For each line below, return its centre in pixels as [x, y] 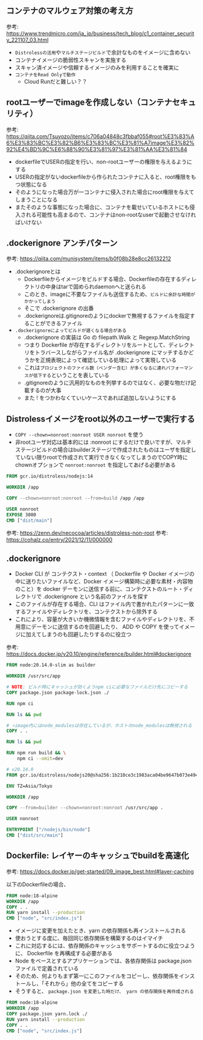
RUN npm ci [20, 703]
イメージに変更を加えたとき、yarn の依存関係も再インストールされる [100, 930]
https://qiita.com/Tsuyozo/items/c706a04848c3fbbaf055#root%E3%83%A [100, 136]
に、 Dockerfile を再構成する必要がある [64, 953]
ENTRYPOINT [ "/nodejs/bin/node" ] [48, 830]
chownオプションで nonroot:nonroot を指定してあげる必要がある [95, 465]
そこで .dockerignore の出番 [59, 308]
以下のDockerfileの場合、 [38, 884]
